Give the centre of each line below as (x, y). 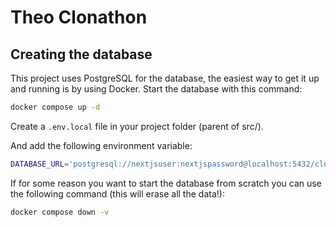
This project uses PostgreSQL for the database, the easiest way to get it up (165, 78)
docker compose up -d (55, 107)
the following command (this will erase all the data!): (117, 193)
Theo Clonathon (79, 17)
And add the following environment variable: (101, 145)
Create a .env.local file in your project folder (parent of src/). (137, 126)
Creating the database (81, 54)
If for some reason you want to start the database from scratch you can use (166, 183)
